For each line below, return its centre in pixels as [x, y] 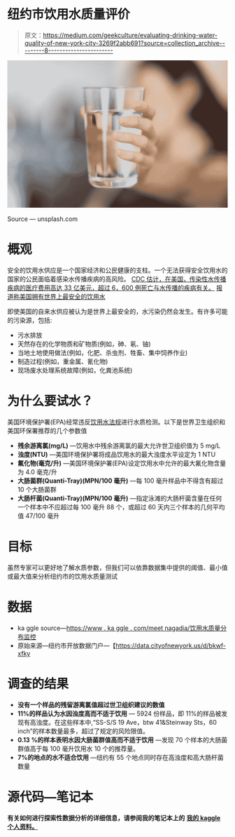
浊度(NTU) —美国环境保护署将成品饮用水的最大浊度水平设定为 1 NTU [116, 454]
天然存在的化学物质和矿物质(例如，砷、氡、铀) [84, 344]
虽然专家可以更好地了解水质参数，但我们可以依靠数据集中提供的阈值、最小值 [117, 567]
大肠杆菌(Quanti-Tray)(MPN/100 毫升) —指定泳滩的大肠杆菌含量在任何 [120, 498]
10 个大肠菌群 [37, 489]
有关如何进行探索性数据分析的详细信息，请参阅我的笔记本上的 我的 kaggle [114, 817]
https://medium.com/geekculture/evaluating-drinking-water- [130, 35]
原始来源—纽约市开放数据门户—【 [66, 645]
